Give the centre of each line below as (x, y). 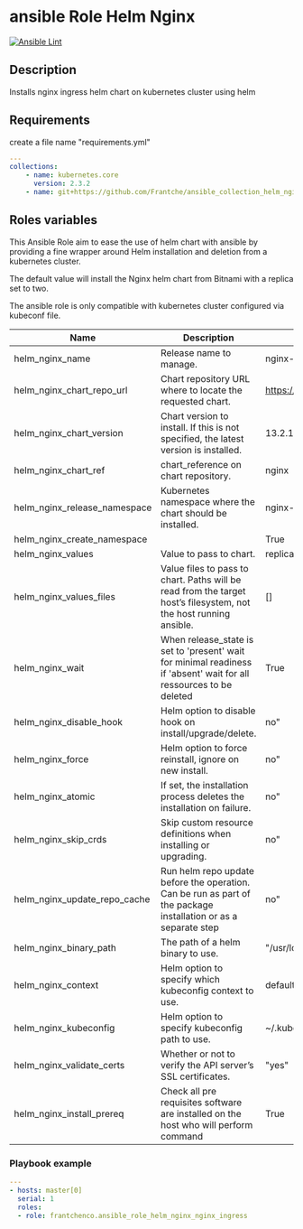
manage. (179, 364)
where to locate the (202, 390)
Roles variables (53, 220)
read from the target (203, 591)
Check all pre (188, 1091)
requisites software (202, 1102)
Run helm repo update (208, 871)
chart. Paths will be (201, 580)
